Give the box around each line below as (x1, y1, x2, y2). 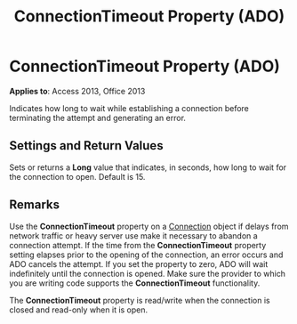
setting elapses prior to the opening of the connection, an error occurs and (9, 249, 284, 260)
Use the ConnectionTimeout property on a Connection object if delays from (9, 221, 289, 231)
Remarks (9, 198, 60, 213)
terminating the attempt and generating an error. (9, 112, 187, 123)
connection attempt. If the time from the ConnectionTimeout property (9, 239, 267, 250)
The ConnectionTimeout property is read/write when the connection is (9, 295, 270, 305)
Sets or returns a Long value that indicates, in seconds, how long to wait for (9, 162, 287, 173)
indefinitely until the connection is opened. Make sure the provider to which (9, 268, 286, 279)
